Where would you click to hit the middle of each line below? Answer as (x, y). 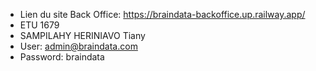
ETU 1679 (39, 25)
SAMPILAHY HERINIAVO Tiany (82, 35)
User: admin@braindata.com (78, 46)
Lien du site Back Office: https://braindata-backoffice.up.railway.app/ (162, 14)
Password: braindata (62, 57)
